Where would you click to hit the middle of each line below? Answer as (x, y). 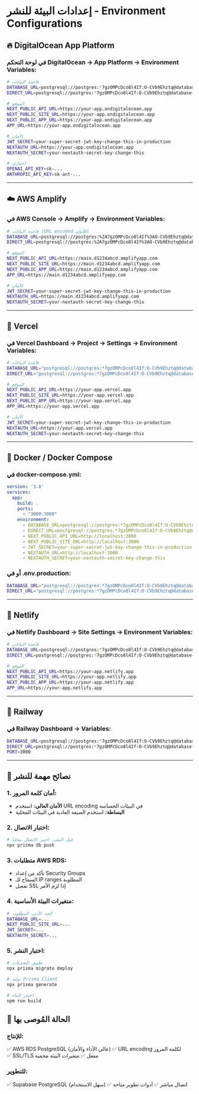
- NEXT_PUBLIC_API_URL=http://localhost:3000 (79, 536)
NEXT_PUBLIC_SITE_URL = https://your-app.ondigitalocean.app (81, 115)
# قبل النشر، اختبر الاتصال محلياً (40, 840)
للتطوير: (17, 1072)
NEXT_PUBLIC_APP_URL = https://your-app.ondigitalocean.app (79, 120)
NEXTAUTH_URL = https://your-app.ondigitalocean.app (70, 147)
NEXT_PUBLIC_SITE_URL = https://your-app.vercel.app (70, 395)
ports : (25, 509)
